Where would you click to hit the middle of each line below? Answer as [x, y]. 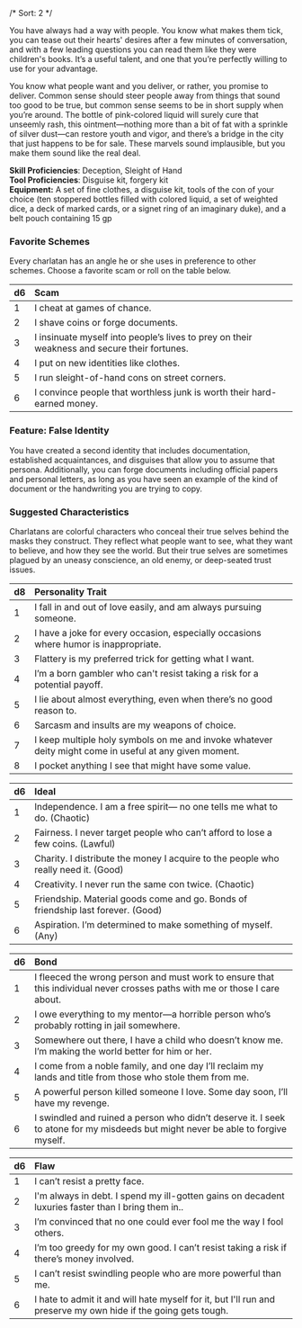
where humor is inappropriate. [98, 644]
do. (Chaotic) [62, 818]
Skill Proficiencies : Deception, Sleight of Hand [96, 170]
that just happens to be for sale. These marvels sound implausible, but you [147, 144]
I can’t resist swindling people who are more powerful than [158, 1273]
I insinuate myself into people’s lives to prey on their [143, 337]
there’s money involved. [84, 1259]
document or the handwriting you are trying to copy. [106, 489]
